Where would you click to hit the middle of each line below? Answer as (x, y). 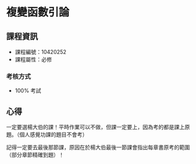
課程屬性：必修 (33, 59)
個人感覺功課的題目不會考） (53, 135)
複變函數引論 (38, 12)
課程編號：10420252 (41, 52)
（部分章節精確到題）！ (35, 155)
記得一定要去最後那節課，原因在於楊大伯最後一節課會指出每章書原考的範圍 (98, 147)
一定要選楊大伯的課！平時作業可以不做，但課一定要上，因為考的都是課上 (95, 127)
